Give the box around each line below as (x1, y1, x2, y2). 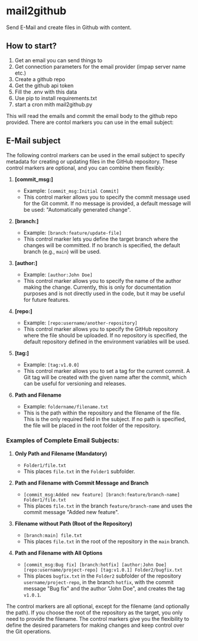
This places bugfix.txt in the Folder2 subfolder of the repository (23, 572, 181, 579)
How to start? (6, 41, 57, 51)
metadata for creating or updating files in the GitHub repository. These (6, 158, 177, 165)
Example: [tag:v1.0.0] (23, 361, 80, 368)
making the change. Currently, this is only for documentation (23, 283, 171, 291)
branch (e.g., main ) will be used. (23, 248, 101, 255)
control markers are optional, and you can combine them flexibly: (6, 164, 165, 171)
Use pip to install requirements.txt (14, 94, 98, 101)
